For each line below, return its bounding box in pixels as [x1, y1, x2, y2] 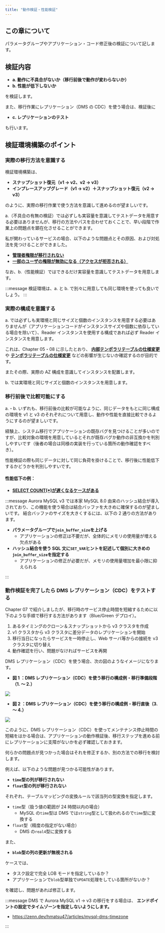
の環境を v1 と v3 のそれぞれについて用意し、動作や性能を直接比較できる [5, 411, 153, 417]
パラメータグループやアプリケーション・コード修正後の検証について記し [5, 40, 151, 47]
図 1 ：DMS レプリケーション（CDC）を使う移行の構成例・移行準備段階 [12, 675, 157, 681]
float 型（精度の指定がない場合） [12, 822, 80, 828]
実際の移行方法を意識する [5, 156, 66, 163]
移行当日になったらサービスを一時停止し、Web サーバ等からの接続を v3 [12, 635, 158, 641]
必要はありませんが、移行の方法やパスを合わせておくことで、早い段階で [9, 219, 155, 224]
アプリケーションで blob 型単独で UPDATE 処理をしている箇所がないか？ [12, 877, 151, 883]
